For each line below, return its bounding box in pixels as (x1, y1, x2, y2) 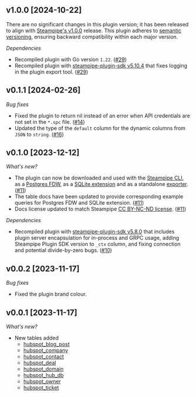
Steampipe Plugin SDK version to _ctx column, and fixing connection (14, 240, 181, 248)
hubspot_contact (23, 353, 64, 360)
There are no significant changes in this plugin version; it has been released (6, 20, 189, 27)
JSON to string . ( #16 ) (14, 130, 64, 137)
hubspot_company (23, 347, 68, 354)
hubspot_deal (23, 360, 57, 367)
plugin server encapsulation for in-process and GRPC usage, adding (14, 234, 180, 241)
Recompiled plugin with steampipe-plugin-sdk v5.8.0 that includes (14, 228, 175, 235)
